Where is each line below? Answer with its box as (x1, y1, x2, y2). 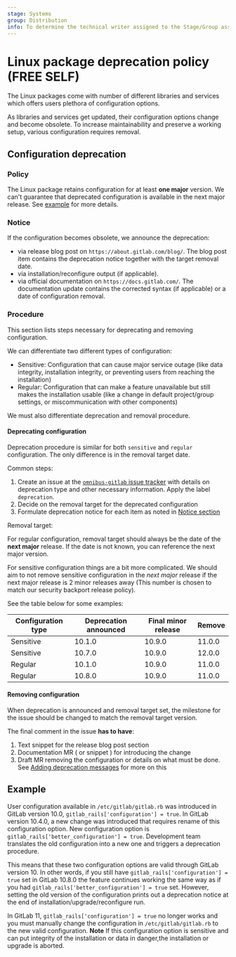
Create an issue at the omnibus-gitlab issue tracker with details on (17, 477, 210, 486)
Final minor (148, 616, 188, 625)
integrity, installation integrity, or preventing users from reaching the (17, 367, 215, 376)
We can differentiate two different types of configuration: (7, 346, 172, 355)
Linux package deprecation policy (7, 53, 209, 70)
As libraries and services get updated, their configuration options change (7, 113, 219, 122)
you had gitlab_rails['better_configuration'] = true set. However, (7, 883, 209, 891)
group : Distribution (7, 17, 68, 24)
